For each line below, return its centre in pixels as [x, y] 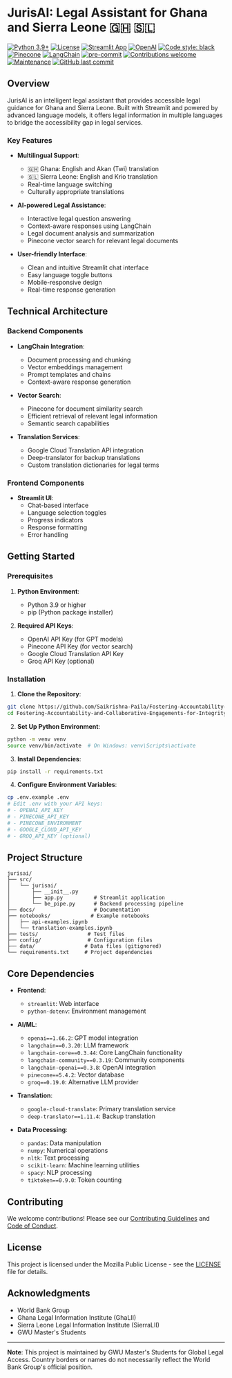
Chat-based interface [58, 505]
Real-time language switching [70, 184]
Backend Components [45, 331]
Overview [29, 83]
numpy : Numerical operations [68, 1151]
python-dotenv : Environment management [87, 1011]
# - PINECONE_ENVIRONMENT [44, 823]
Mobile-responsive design [65, 283]
